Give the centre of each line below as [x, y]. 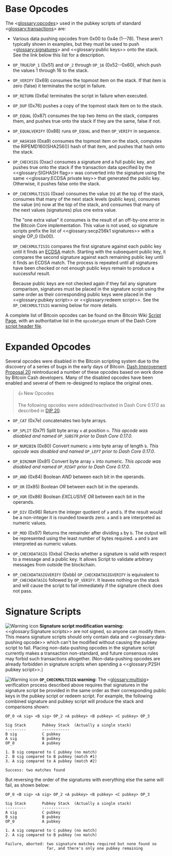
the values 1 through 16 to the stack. [51, 70]
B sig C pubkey [33, 734]
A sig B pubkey [33, 738]
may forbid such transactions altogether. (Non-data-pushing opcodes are [83, 658]
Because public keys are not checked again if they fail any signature [84, 283]
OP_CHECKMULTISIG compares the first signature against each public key [87, 246]
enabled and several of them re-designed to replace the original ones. [79, 383]
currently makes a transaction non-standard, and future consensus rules [82, 653]
